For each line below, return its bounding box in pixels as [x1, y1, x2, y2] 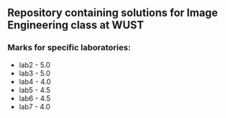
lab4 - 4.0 [18, 76, 52, 86]
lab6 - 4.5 [18, 94, 51, 103]
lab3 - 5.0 [18, 68, 51, 78]
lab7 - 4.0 [18, 101, 50, 111]
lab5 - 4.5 [18, 85, 50, 94]
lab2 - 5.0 [18, 60, 50, 69]
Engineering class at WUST [7, 19, 144, 32]
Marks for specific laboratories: [7, 42, 132, 53]
